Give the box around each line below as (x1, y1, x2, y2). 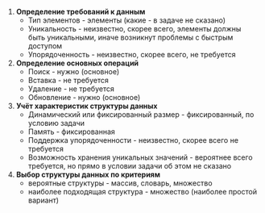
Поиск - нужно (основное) (27, 67, 120, 76)
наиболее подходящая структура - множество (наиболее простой (27, 187, 258, 196)
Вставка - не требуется (27, 76, 109, 85)
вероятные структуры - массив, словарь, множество (27, 178, 213, 188)
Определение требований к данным (15, 7, 146, 16)
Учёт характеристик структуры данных (15, 101, 158, 111)
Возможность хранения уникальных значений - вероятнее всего (27, 152, 253, 162)
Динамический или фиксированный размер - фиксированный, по (27, 110, 255, 119)
